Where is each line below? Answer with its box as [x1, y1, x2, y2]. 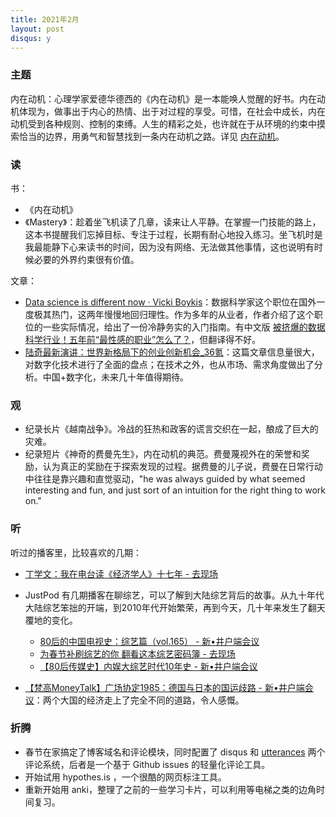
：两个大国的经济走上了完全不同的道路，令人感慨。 [33, 694, 245, 706]
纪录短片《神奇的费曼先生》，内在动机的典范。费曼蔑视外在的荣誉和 [24, 448, 302, 460]
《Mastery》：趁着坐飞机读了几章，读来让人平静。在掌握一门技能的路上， [24, 216, 322, 228]
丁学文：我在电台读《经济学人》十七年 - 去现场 [24, 567, 219, 580]
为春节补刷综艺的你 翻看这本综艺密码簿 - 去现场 [39, 647, 236, 660]
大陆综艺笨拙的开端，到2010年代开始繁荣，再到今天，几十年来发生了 [24, 601, 308, 613]
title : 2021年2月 [10, 14, 80, 25]
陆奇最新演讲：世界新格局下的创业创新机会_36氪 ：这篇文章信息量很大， [24, 346, 320, 358]
